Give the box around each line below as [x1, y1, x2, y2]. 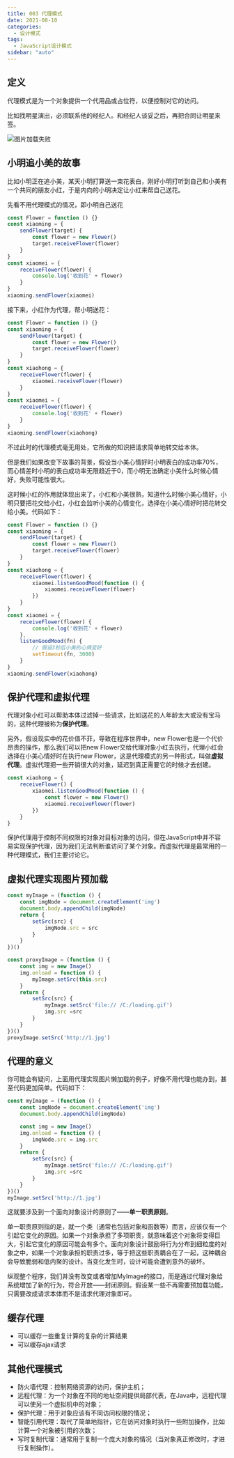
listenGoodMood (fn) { [19, 638, 82, 645]
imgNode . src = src [44, 924, 98, 931]
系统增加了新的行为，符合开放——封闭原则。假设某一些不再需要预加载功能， [7, 1281, 227, 1289]
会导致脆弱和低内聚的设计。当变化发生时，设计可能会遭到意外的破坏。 [7, 1257, 209, 1266]
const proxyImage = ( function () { [7, 956, 111, 963]
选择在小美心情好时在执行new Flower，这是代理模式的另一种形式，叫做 [7, 752, 212, 760]
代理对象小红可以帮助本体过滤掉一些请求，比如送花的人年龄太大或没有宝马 [7, 711, 221, 720]
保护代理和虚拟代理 [7, 691, 90, 704]
